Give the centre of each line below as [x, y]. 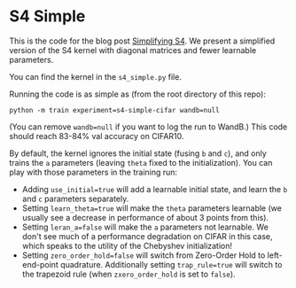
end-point [40, 264]
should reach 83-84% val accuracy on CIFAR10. [97, 136]
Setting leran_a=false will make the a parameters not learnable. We [145, 227]
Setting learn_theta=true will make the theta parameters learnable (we [152, 208]
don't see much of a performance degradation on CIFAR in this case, [147, 236]
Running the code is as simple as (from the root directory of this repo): [137, 94]
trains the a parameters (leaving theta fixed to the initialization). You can [141, 162]
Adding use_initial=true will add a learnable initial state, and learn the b [155, 189]
